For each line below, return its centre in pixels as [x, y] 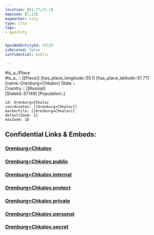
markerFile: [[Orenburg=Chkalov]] [40, 111]
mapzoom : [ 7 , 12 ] [21, 14]
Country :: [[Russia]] [25, 88]
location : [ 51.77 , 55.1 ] [29, 10]
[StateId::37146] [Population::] [35, 93]
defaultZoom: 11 [21, 115]
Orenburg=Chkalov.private [38, 201]
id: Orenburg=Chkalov [27, 102]
